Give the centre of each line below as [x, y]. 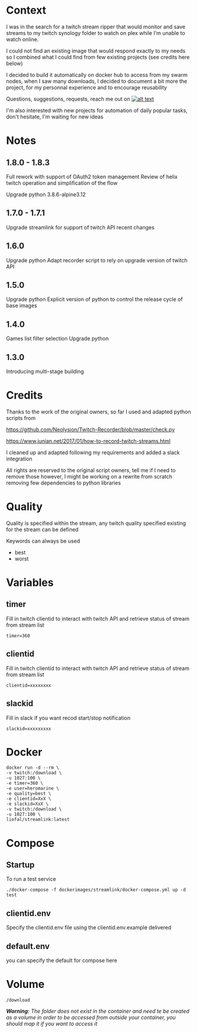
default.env [28, 946]
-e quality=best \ [29, 794]
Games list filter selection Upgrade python [58, 339]
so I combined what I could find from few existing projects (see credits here [98, 57]
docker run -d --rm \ [33, 768]
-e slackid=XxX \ [27, 804]
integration [19, 458]
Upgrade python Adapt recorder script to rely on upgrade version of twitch [97, 260]
